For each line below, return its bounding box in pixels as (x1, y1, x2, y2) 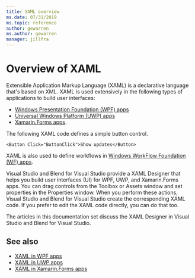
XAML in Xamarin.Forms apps (14, 265, 88, 272)
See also (6, 236, 39, 247)
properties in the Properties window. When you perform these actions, (6, 189, 178, 196)
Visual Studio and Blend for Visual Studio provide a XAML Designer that (6, 170, 181, 177)
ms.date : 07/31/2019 (6, 14, 57, 20)
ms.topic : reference (6, 20, 57, 26)
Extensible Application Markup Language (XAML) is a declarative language (6, 82, 189, 89)
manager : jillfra (6, 36, 49, 42)
